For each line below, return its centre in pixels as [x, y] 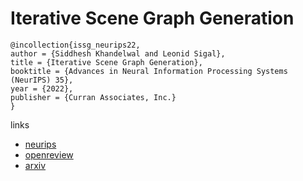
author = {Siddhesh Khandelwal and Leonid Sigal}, [118, 53]
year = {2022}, [42, 88]
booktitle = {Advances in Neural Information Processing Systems [149, 71]
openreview [49, 154]
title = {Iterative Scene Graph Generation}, [106, 62]
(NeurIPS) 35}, [42, 80]
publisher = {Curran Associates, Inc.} [93, 97]
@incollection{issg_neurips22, [75, 45]
